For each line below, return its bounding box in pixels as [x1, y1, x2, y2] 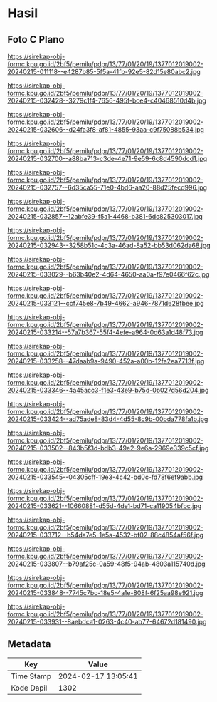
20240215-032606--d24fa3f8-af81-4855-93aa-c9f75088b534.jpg [7, 125, 205, 133]
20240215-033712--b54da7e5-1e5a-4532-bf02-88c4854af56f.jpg [7, 531, 204, 539]
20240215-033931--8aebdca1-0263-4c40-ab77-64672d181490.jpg [7, 618, 207, 626]
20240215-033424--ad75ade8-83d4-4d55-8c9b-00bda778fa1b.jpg [7, 415, 208, 423]
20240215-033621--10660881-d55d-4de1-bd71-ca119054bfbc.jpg [7, 502, 202, 510]
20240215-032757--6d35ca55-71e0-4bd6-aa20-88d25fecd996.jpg [7, 183, 208, 192]
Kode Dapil [11, 683, 48, 693]
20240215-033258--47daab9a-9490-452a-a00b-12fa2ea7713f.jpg [7, 357, 205, 365]
